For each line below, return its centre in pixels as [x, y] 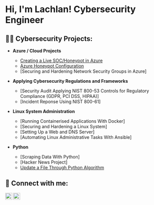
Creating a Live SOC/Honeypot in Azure [61, 61]
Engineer [24, 20]
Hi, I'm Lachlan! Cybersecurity [71, 9]
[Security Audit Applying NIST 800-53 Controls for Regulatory [85, 91]
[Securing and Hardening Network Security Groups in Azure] [83, 71]
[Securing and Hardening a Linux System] [64, 126]
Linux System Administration [44, 111]
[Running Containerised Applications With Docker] [72, 121]
